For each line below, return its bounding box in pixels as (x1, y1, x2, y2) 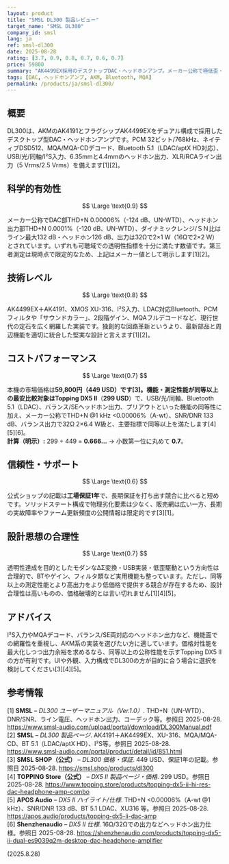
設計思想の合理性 (7, 531, 79, 542)
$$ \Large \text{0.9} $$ (81, 202, 148, 210)
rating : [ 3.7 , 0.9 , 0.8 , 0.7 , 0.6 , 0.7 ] (7, 55, 124, 62)
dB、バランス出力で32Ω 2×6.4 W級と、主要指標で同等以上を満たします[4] (7, 420, 217, 428)
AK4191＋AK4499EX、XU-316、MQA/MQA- (93, 731, 217, 739)
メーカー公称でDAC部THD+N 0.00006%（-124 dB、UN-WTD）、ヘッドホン (7, 215, 219, 224)
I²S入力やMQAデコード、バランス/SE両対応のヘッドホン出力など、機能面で (7, 630, 218, 638)
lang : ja (7, 36, 32, 43)
